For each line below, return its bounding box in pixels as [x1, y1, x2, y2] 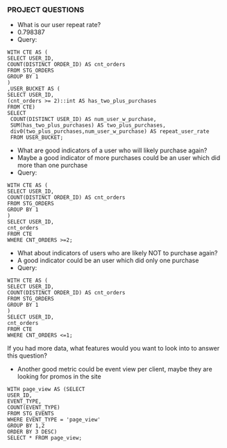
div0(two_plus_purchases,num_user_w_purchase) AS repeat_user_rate [10, 128, 210, 135]
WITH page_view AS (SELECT [7, 386, 85, 393]
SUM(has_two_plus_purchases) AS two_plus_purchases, [10, 122, 167, 129]
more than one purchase [17, 161, 88, 170]
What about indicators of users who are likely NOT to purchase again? [17, 249, 218, 257]
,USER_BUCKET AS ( [7, 86, 60, 93]
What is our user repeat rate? [17, 21, 101, 29]
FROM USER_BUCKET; [10, 134, 64, 141]
